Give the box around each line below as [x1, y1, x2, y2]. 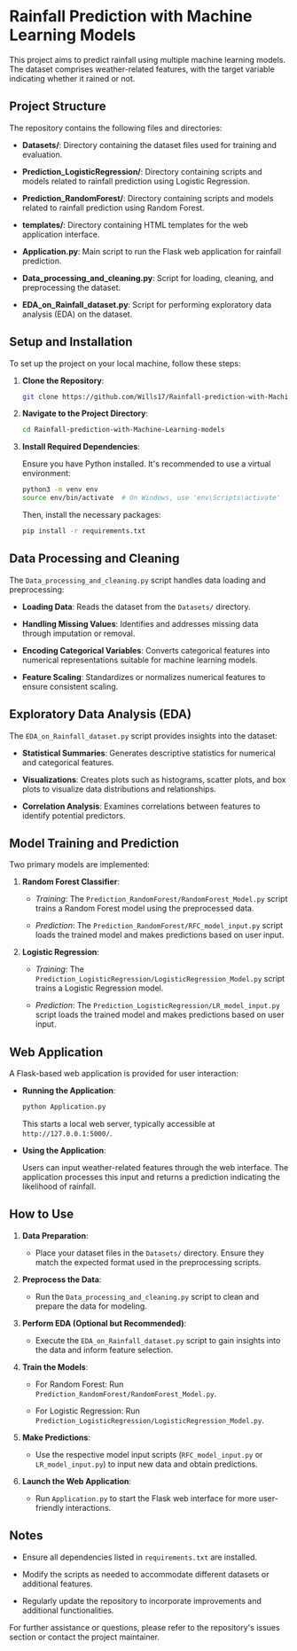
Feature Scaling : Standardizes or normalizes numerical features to [21, 671, 266, 682]
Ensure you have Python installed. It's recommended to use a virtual [21, 458, 271, 469]
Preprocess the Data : [21, 1274, 102, 1285]
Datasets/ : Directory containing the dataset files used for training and [21, 139, 277, 150]
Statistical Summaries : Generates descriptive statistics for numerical [21, 747, 277, 758]
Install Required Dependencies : [21, 442, 140, 452]
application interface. [21, 229, 100, 239]
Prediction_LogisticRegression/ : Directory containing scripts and [21, 166, 263, 176]
